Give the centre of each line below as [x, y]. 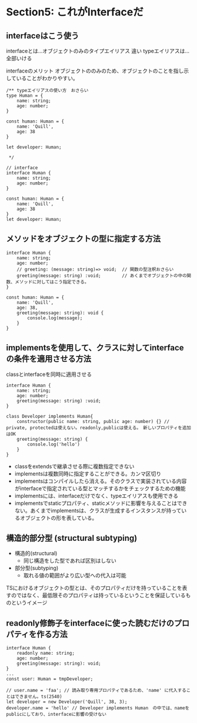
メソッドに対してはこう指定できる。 [52, 282]
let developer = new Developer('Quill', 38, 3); [67, 702]
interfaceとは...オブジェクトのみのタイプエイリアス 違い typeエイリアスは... [98, 51]
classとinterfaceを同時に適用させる [49, 374]
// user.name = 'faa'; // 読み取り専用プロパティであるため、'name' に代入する [96, 691]
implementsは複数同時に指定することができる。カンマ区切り [88, 473]
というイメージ [29, 603]
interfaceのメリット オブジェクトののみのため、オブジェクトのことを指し [95, 71]
